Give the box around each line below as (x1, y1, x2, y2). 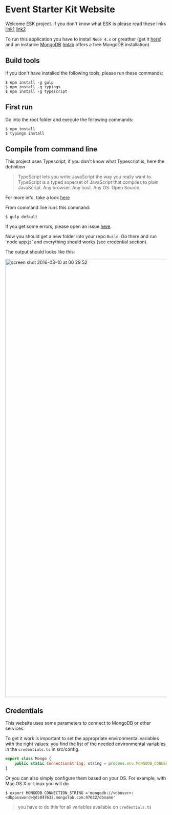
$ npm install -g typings (5, 84, 60, 89)
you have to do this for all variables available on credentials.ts (17, 804, 152, 810)
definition (5, 164, 26, 170)
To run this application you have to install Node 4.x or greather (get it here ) (5, 36, 162, 42)
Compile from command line (5, 145, 98, 153)
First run (5, 103, 33, 111)
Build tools (5, 56, 40, 65)
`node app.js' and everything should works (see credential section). (5, 239, 148, 245)
